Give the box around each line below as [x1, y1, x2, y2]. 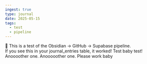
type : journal [5, 12, 34, 16]
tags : [5, 20, 16, 26]
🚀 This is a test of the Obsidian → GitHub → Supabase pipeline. [5, 43, 131, 48]
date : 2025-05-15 [5, 16, 40, 21]
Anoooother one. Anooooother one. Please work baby [5, 53, 113, 59]
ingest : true [5, 7, 32, 12]
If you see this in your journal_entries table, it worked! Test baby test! [5, 48, 143, 54]
